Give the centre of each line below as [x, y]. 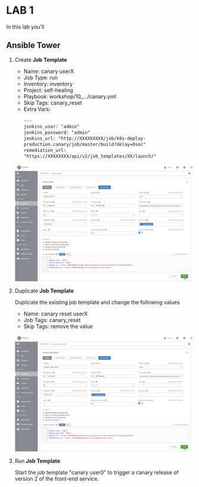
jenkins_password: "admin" [57, 132]
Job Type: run [41, 77]
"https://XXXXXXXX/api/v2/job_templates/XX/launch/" [90, 156]
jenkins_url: [40, 138]
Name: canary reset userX [55, 313]
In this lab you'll [25, 27]
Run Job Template [37, 461]
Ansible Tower [33, 45]
